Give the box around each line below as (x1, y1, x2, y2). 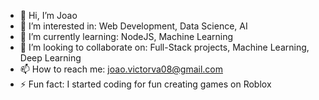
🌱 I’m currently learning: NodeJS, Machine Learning (19, 31, 234, 42)
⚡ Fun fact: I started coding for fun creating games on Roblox (19, 78, 272, 90)
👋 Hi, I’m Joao (19, 10, 78, 21)
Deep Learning (19, 52, 82, 64)
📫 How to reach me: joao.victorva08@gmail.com (19, 63, 223, 75)
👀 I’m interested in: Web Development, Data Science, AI (19, 20, 248, 32)
